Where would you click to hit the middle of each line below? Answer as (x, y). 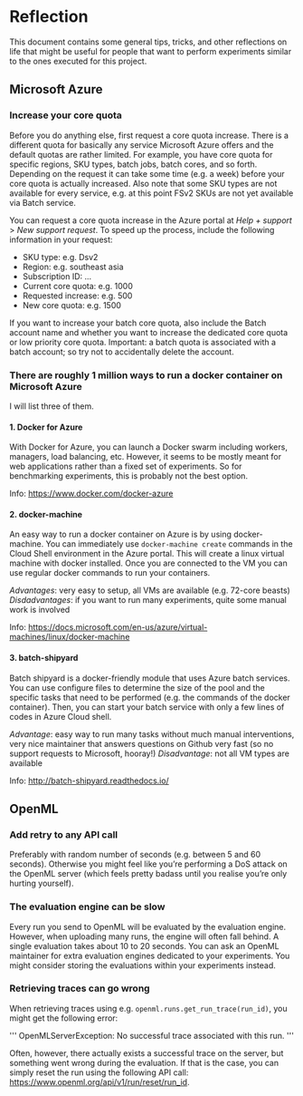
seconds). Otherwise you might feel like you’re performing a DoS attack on (148, 864)
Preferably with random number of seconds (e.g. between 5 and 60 (135, 855)
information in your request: (61, 239)
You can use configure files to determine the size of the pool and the (137, 687)
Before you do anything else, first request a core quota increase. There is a (149, 135)
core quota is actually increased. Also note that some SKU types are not (143, 183)
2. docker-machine (46, 514)
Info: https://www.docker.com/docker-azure (91, 494)
